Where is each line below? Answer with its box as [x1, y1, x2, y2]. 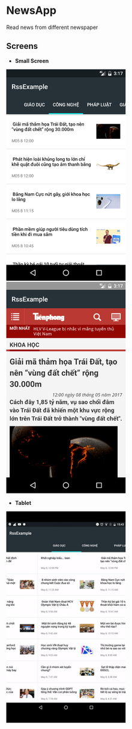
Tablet [14, 499, 32, 506]
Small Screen [14, 57, 49, 64]
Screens [6, 41, 38, 51]
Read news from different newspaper [6, 24, 98, 31]
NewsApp [6, 4, 57, 18]
